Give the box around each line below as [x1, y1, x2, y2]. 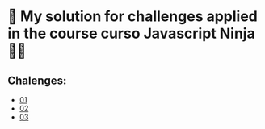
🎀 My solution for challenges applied [7, 7, 258, 26]
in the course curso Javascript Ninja [7, 24, 255, 43]
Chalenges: [7, 73, 67, 87]
